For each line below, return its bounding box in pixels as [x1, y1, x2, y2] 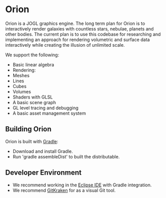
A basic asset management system [12, 110, 86, 116]
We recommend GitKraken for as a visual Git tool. [12, 187, 116, 193]
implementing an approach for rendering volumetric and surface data [5, 37, 150, 43]
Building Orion [5, 125, 52, 134]
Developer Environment [5, 169, 82, 177]
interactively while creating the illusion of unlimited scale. [5, 42, 125, 48]
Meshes [12, 72, 29, 78]
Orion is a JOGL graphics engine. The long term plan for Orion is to [5, 20, 146, 26]
